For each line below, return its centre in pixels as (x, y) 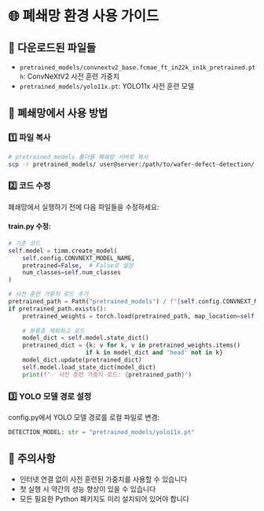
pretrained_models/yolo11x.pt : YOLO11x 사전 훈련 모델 (107, 86)
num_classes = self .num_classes (72, 273)
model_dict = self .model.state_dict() (86, 338)
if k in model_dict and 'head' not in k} (154, 353)
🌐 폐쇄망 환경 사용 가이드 (84, 16)
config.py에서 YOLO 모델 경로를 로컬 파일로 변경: (84, 417)
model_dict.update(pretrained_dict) (82, 360)
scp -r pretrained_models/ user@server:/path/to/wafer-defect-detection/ (132, 164)
